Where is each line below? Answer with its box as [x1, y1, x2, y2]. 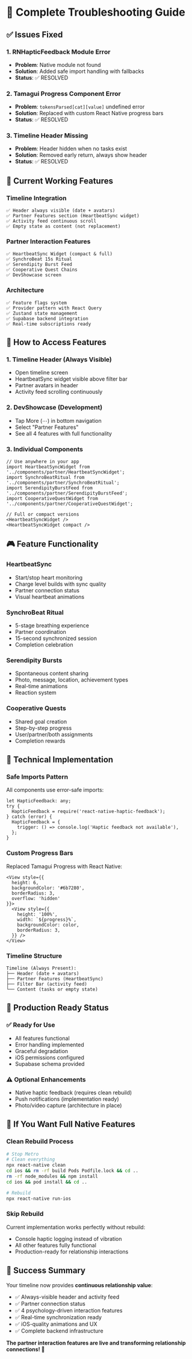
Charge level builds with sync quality [14, 580, 107, 588]
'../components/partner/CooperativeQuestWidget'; [6, 501, 134, 507]
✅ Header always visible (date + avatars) [6, 207, 116, 214]
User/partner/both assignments [14, 730, 93, 738]
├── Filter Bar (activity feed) [6, 981, 87, 987]
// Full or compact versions [6, 512, 79, 518]
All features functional [14, 1034, 70, 1042]
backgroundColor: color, [17, 922, 79, 928]
